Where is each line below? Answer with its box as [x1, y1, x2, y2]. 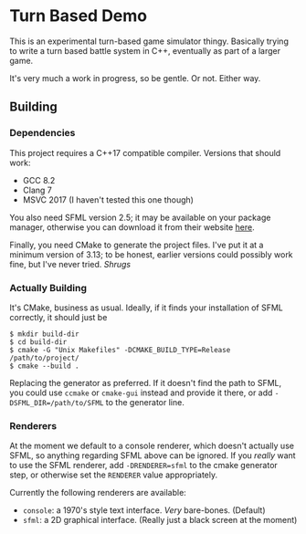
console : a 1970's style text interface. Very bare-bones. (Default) [22, 505, 267, 516]
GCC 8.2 [22, 174, 56, 185]
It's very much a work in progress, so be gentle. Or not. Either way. [9, 72, 261, 83]
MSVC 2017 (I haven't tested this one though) [22, 194, 195, 205]
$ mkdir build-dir [9, 330, 79, 339]
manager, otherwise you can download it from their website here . [9, 221, 255, 233]
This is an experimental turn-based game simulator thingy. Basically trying [9, 36, 290, 47]
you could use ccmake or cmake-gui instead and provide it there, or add [9, 387, 273, 398]
